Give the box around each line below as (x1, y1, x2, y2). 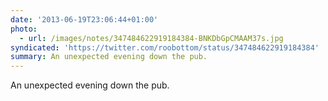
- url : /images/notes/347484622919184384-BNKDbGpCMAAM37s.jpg (19, 33, 284, 43)
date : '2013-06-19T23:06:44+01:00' (10, 14, 159, 25)
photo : (10, 24, 38, 34)
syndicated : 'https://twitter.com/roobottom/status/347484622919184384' (10, 42, 320, 53)
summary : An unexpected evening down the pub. (10, 52, 208, 62)
